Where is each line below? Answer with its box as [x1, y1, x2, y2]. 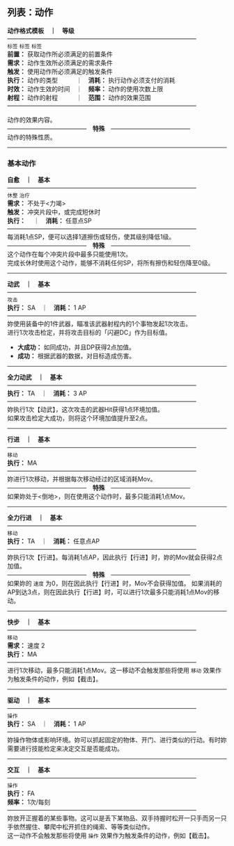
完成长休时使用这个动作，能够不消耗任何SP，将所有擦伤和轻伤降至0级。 [7, 259, 214, 267]
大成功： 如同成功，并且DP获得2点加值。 [17, 343, 136, 351]
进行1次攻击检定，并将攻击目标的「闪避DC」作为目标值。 [7, 328, 172, 337]
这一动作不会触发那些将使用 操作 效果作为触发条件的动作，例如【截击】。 [7, 831, 214, 840]
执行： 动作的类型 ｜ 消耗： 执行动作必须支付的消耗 [7, 76, 175, 84]
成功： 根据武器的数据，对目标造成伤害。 [17, 352, 136, 360]
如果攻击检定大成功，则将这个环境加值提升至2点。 [7, 414, 152, 422]
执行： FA [7, 789, 35, 798]
